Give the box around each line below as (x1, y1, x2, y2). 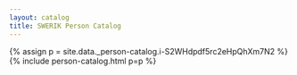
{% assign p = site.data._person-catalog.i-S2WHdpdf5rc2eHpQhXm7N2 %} (9, 46, 288, 56)
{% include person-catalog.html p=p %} (9, 55, 157, 66)
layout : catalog (9, 12, 70, 22)
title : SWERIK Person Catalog (9, 21, 122, 30)
